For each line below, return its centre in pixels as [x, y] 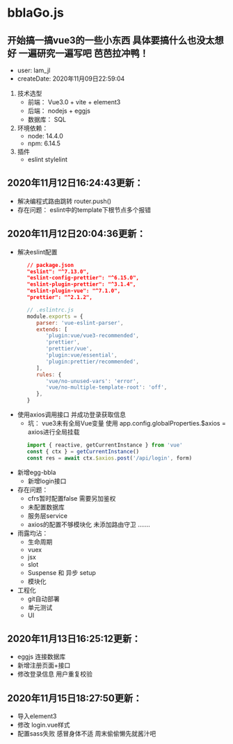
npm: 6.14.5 [44, 143]
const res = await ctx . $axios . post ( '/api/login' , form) [110, 458]
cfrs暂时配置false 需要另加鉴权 [72, 498]
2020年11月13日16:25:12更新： [74, 639]
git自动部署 [44, 599]
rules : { [49, 374]
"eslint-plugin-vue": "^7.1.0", [74, 291]
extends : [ [52, 329]
